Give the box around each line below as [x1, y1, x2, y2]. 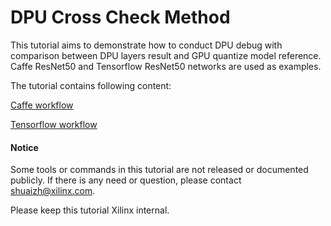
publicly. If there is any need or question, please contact [10, 174, 242, 186]
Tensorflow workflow [10, 118, 98, 130]
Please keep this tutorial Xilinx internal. [10, 204, 170, 216]
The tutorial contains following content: [10, 79, 172, 91]
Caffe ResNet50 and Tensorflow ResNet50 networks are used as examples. [10, 60, 322, 72]
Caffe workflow [10, 99, 74, 111]
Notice [10, 141, 39, 153]
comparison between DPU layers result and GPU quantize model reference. [10, 49, 322, 61]
